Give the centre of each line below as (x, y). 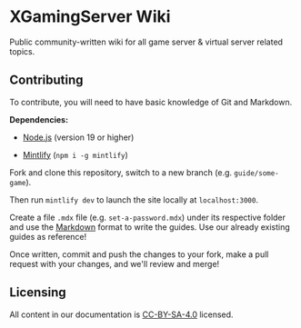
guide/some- (256, 173)
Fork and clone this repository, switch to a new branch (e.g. (121, 172)
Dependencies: (39, 119)
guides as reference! (48, 236)
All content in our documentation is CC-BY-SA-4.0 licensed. (121, 314)
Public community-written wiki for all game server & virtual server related (146, 42)
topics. (22, 51)
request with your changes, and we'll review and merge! (115, 263)
